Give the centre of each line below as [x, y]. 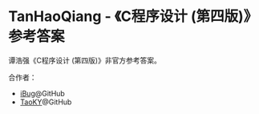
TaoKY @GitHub [46, 102]
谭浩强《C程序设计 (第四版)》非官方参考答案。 [85, 60]
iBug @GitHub [42, 93]
